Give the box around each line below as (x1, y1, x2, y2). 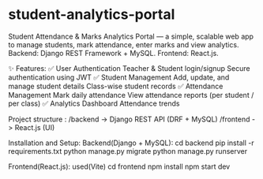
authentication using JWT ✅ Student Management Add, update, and (8, 73, 230, 82)
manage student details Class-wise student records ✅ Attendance (8, 81, 224, 91)
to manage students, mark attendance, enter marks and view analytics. (8, 39, 239, 49)
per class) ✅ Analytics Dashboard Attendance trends (8, 99, 180, 108)
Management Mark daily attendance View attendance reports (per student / (8, 90, 254, 99)
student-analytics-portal (8, 6, 175, 24)
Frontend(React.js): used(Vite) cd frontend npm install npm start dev (8, 162, 231, 171)
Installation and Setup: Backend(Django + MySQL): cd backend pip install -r (8, 138, 254, 147)
